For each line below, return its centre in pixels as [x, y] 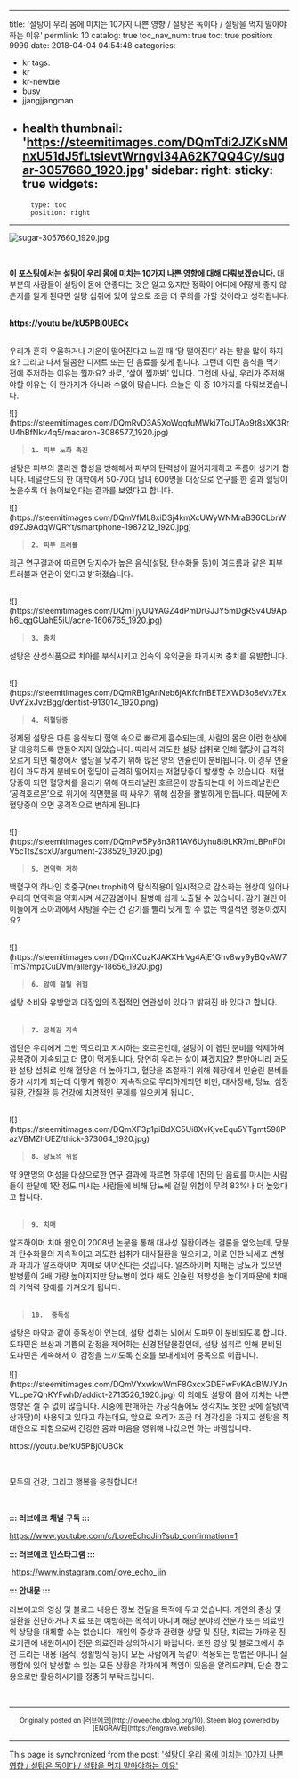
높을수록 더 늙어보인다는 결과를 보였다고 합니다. [91, 490]
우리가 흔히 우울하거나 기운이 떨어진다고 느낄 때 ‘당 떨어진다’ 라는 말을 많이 [138, 351]
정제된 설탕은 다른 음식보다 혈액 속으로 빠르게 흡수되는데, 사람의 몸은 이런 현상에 [148, 738]
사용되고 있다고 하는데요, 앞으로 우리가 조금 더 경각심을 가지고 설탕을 [162, 1417]
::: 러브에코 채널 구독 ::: [50, 1518]
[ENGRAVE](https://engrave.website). [149, 1728]
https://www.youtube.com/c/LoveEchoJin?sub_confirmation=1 [124, 1535]
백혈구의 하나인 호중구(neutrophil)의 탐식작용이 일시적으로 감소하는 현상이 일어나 [149, 886]
